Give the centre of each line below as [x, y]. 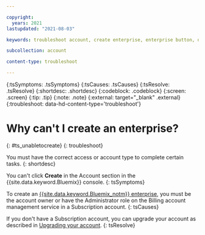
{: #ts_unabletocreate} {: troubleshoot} [55, 145]
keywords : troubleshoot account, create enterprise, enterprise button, [101, 40]
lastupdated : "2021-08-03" [41, 29]
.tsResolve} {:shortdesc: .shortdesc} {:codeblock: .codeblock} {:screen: [96, 91]
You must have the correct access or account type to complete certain [95, 157]
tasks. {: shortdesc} [31, 164]
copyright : [20, 17]
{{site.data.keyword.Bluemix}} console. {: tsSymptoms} [76, 182]
